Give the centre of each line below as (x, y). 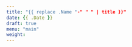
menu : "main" (23, 29)
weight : (16, 35)
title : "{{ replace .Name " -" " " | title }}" (66, 12)
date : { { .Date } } (30, 18)
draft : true (21, 23)
